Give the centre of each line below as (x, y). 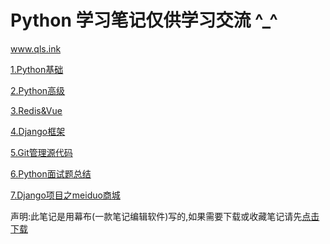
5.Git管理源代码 (41, 152)
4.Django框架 (38, 131)
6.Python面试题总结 (51, 173)
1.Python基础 (37, 69)
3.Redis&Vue (36, 110)
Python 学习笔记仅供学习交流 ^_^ (144, 20)
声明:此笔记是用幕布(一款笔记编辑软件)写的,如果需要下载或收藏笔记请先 (156, 216)
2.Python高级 (38, 90)
